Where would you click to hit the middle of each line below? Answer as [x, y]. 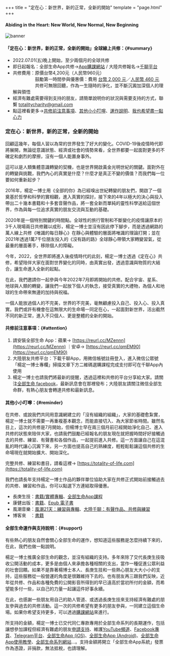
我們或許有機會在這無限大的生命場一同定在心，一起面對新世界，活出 [85, 309]
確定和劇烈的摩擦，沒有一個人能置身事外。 [50, 156]
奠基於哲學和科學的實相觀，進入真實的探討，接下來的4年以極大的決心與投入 [84, 197]
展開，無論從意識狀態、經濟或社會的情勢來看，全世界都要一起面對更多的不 [87, 150]
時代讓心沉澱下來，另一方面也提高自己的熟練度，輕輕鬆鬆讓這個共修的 [87, 446]
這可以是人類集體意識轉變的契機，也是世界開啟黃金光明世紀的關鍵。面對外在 [85, 167]
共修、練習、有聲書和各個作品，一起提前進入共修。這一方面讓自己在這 [87, 440]
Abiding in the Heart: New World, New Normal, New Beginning [72, 25]
